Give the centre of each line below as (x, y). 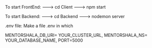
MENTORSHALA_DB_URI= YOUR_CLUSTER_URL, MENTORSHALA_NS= (76, 35)
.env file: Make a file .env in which (39, 26)
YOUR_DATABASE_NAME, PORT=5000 (44, 40)
